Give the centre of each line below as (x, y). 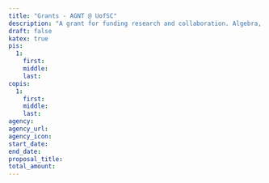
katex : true (28, 38)
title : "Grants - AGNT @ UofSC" (63, 16)
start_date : (28, 144)
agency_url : (28, 129)
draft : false (30, 31)
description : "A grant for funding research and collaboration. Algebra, (135, 23)
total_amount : (32, 167)
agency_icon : (30, 136)
